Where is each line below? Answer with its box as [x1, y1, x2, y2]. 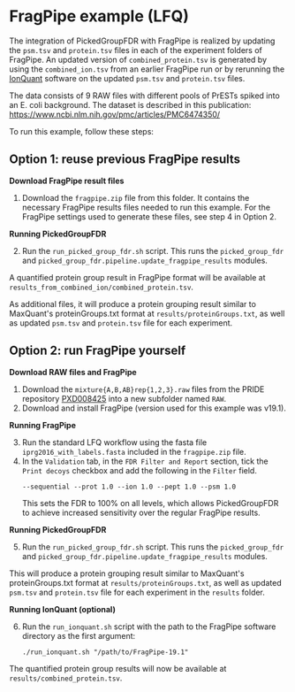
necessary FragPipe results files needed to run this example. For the [21, 202, 271, 212]
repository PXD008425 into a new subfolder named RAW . [21, 393, 227, 404]
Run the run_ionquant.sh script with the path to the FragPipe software [21, 621, 276, 632]
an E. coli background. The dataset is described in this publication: [9, 99, 252, 110]
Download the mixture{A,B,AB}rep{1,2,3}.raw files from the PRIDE [21, 383, 265, 395]
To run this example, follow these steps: [9, 126, 155, 136]
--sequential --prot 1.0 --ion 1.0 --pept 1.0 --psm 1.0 [21, 482, 237, 491]
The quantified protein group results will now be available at [9, 663, 227, 673]
